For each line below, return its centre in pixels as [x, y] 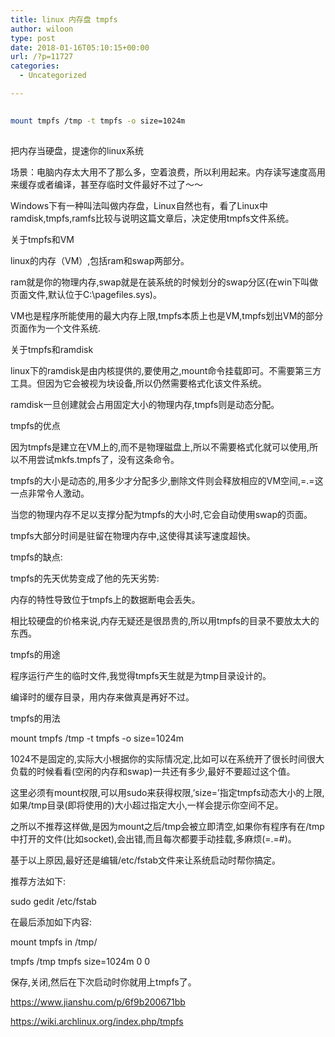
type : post [33, 38]
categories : [35, 66]
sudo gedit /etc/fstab [53, 901]
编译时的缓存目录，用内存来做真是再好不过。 [102, 697]
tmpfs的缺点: [36, 557]
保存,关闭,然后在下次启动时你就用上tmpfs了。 [103, 982]
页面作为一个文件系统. [56, 328]
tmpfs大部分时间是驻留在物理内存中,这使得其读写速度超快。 [133, 535]
